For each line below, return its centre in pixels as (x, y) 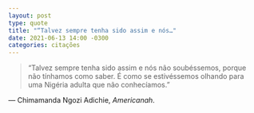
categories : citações (44, 45)
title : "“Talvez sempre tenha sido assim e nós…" (93, 30)
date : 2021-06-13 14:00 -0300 (59, 38)
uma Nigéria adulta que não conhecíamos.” (99, 85)
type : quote (28, 23)
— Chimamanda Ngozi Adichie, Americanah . (82, 100)
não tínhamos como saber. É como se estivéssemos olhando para (136, 76)
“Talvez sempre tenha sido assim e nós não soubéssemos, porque (137, 68)
